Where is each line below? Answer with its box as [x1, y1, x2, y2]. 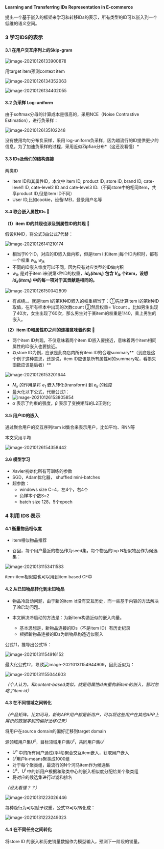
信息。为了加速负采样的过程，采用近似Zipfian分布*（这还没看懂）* [5, 143, 140, 149]
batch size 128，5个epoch [19, 499, 72, 505]
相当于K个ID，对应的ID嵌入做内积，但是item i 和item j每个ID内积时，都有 [12, 251, 158, 257]
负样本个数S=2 [19, 493, 50, 499]
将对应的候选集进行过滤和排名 [12, 774, 72, 780]
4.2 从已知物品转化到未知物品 [5, 586, 65, 592]
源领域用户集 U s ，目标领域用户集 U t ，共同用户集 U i [5, 738, 105, 745]
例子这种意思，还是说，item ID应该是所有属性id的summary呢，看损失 [16, 356, 157, 362]
